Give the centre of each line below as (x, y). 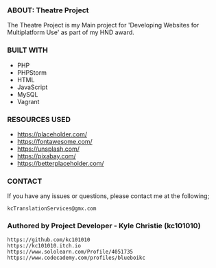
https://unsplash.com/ (48, 149)
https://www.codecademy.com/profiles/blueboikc (76, 258)
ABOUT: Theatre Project (48, 10)
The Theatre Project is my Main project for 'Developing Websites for (103, 25)
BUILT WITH (27, 50)
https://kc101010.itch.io (44, 246)
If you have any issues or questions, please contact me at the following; (108, 196)
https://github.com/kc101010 (49, 240)
